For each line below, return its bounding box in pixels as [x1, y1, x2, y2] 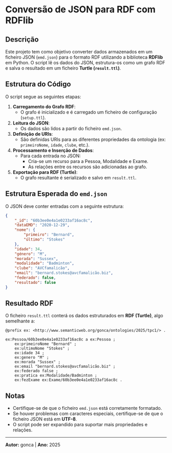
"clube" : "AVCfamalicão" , [14, 266, 70, 271]
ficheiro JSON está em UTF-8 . [12, 416, 77, 422]
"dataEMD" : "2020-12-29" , [14, 223, 70, 228]
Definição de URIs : [12, 131, 53, 137]
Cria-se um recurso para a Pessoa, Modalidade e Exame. [28, 158, 148, 164]
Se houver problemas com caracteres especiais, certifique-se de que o [12, 410, 163, 417]
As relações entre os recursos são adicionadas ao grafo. [28, 164, 147, 170]
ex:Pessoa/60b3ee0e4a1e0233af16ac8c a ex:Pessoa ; [5, 337, 116, 342]
